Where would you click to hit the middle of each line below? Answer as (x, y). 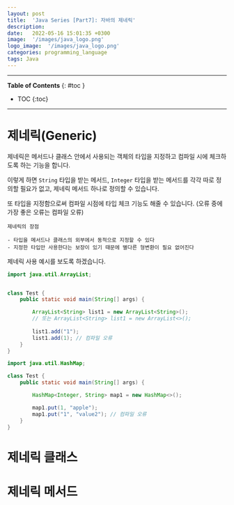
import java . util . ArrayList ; (49, 274)
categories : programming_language (57, 53)
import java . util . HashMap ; (46, 364)
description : (26, 26)
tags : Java (23, 59)
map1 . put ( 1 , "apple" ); (65, 407)
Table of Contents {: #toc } (46, 85)
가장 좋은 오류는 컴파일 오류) (46, 212)
